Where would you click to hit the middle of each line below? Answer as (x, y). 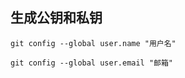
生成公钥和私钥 (56, 18)
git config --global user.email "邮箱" (92, 63)
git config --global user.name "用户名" (93, 43)
